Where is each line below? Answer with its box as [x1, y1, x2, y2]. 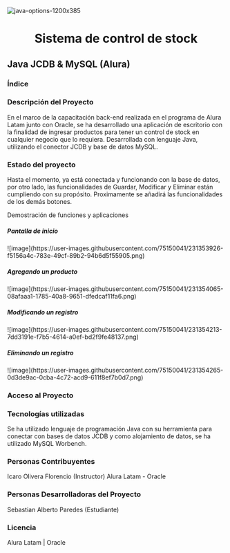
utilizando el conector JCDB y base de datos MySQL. [7, 142, 158, 151]
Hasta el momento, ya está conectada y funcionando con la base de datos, [7, 176, 220, 184]
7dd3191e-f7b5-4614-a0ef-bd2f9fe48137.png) [7, 332, 140, 341]
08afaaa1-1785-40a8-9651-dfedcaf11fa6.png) [7, 292, 137, 301]
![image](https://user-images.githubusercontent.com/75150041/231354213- [7, 326, 222, 333]
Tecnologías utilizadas [7, 409, 85, 418]
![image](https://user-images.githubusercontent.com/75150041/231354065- [7, 285, 224, 293]
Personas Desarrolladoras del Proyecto [7, 489, 142, 499]
